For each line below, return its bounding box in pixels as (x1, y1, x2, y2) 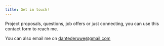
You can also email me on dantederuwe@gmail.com (5, 35, 111, 41)
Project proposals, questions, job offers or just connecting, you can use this (5, 21, 159, 26)
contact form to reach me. (5, 25, 58, 32)
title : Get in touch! (5, 7, 50, 12)
